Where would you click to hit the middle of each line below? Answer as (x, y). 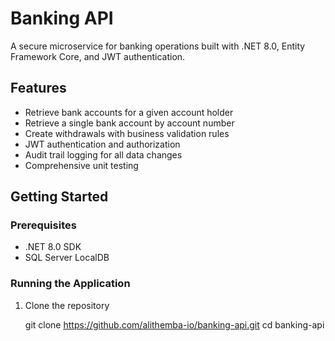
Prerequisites (43, 225)
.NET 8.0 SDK (53, 247)
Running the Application (70, 284)
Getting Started (59, 197)
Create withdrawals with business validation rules (127, 133)
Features (38, 88)
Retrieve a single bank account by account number (129, 123)
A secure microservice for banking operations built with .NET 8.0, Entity (158, 46)
